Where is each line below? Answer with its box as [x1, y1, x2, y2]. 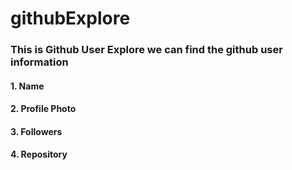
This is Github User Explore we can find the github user [10, 43, 283, 57]
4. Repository [10, 148, 68, 161]
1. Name [10, 80, 45, 92]
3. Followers [10, 125, 63, 137]
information [10, 55, 69, 69]
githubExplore [10, 7, 131, 30]
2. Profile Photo [10, 103, 77, 115]
